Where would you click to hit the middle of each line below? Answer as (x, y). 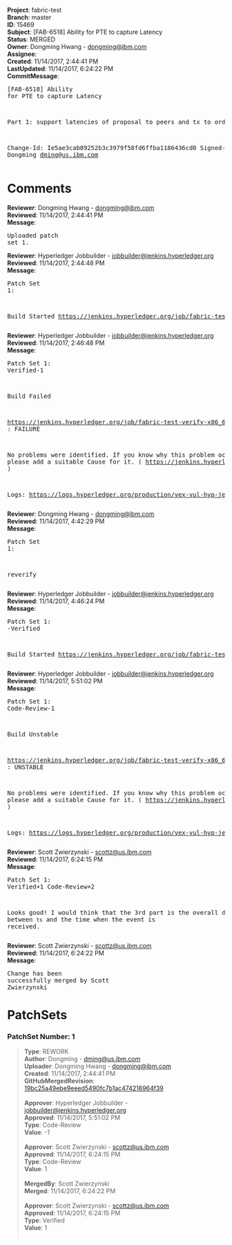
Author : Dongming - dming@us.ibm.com (82, 1059)
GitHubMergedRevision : (59, 1081)
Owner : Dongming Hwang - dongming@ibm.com (77, 47)
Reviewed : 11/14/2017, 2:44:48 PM (56, 263)
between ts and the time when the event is (81, 919)
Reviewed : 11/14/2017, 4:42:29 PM (56, 521)
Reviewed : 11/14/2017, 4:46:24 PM (56, 601)
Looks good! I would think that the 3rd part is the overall (113, 912)
